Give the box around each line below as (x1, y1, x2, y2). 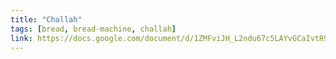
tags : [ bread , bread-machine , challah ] (10, 24, 177, 34)
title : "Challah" (10, 14, 83, 25)
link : (10, 33, 33, 43)
